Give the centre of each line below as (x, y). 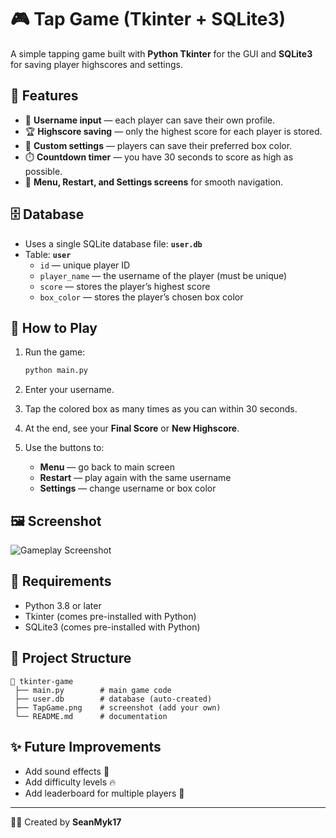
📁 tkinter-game (42, 681)
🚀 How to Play (54, 327)
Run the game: (55, 352)
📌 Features (44, 96)
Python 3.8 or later (63, 605)
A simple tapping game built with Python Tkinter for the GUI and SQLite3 (161, 53)
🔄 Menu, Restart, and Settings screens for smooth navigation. (154, 182)
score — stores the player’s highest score (125, 286)
